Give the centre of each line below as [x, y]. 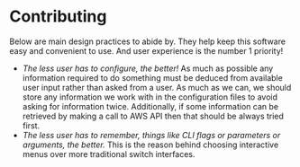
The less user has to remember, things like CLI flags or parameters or [151, 135]
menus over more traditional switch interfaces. [109, 154]
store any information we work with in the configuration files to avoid [150, 97]
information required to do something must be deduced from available [153, 77]
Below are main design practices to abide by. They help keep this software [148, 41]
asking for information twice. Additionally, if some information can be [150, 106]
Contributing [58, 17]
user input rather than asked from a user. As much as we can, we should [157, 87]
